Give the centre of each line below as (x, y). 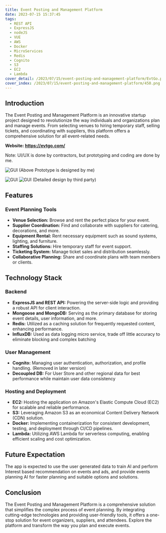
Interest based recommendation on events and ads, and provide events (78, 472)
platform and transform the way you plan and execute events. (68, 526)
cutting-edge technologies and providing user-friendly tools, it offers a (77, 515)
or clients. (22, 262)
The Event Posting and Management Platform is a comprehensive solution (80, 504)
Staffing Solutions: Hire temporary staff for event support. (72, 246)
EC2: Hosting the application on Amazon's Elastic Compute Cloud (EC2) (85, 402)
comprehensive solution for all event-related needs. (58, 136)
